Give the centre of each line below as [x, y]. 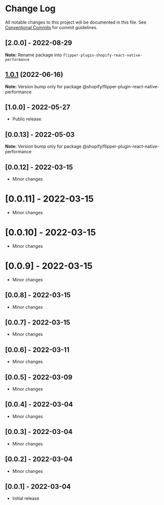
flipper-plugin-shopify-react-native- [103, 55]
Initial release [26, 499]
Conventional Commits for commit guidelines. [51, 27]
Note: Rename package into [33, 55]
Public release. [27, 119]
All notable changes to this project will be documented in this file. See [76, 22]
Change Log [30, 9]
